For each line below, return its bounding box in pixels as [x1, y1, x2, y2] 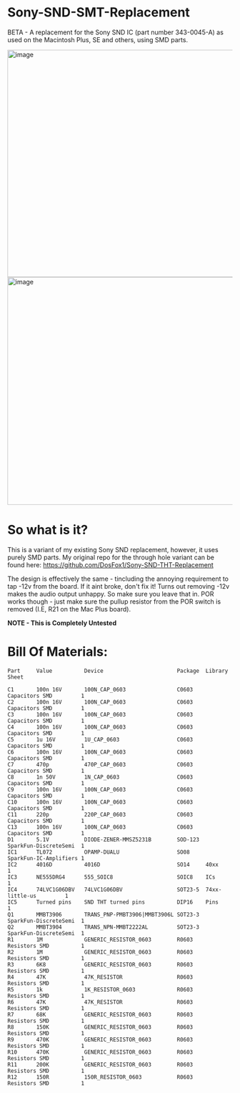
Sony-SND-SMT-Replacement [7, 4, 191, 21]
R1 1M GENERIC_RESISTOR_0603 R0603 [7, 936, 194, 943]
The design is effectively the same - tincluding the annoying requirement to [7, 574, 229, 583]
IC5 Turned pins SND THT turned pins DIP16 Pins [7, 898, 219, 906]
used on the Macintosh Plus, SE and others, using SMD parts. [7, 35, 188, 44]
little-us [7, 892, 37, 899]
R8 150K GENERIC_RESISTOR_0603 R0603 [7, 1023, 194, 1031]
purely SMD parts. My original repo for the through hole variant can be [7, 553, 215, 562]
